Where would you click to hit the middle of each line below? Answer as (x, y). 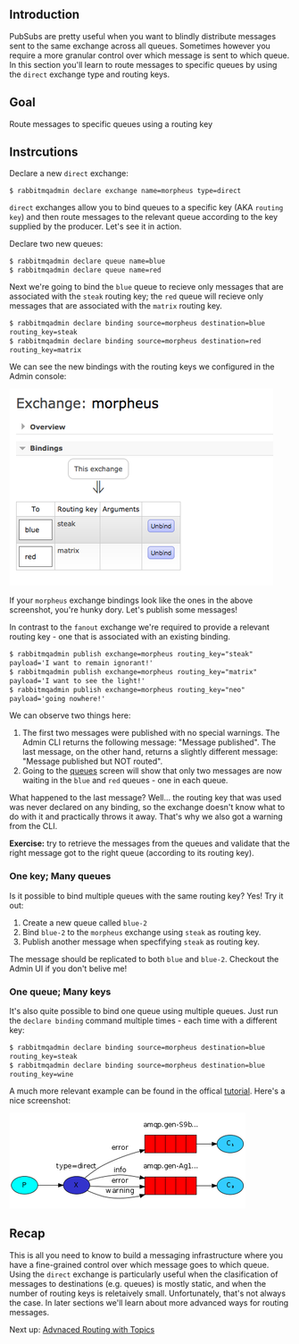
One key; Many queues (60, 876)
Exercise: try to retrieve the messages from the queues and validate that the (149, 843)
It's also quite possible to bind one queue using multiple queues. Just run (144, 1011)
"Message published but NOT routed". (92, 761)
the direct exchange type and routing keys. (90, 74)
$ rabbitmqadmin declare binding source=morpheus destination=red (135, 342)
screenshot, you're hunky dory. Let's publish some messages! (124, 610)
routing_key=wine (42, 1075)
